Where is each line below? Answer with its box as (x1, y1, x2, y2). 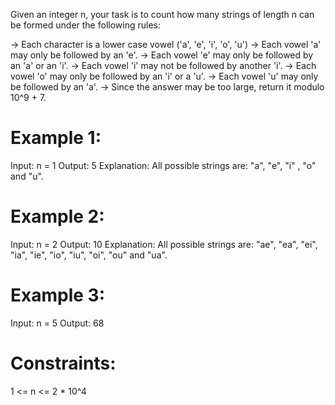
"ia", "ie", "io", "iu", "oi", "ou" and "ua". (10, 249, 168, 261)
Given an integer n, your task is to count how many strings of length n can (10, 9, 315, 20)
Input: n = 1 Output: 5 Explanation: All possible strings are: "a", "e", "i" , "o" (10, 159, 317, 171)
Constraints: (10, 352, 117, 374)
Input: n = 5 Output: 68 (10, 317, 105, 329)
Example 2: (10, 205, 105, 228)
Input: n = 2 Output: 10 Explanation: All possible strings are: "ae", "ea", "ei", (10, 238, 318, 250)
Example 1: (10, 127, 102, 149)
